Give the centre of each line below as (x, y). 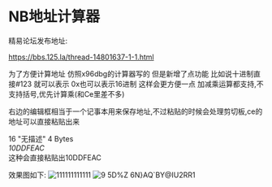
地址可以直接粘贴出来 (44, 121)
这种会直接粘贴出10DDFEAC (55, 157)
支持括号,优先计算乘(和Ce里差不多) (67, 93)
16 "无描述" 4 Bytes (41, 138)
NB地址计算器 (54, 17)
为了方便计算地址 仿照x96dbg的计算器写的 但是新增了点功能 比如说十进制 (131, 73)
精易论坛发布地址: (38, 41)
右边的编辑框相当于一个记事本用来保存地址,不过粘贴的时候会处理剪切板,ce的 (136, 111)
